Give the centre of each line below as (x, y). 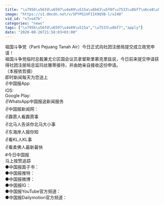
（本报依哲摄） (20, 71)
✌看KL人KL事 (19, 139)
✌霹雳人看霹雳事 (22, 117)
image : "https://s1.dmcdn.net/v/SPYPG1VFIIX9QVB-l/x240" (64, 14)
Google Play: (18, 95)
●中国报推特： (20, 173)
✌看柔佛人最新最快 (24, 147)
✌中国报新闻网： (22, 109)
